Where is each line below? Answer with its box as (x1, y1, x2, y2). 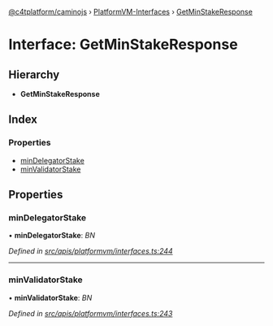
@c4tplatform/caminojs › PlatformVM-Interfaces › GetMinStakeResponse (8, 7, 253, 16)
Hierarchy (8, 67, 60, 81)
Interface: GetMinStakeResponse (8, 36, 238, 54)
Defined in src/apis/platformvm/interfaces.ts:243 (8, 308, 173, 318)
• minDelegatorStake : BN (8, 231, 96, 241)
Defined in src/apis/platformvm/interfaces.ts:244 (8, 246, 173, 256)
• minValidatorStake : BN (8, 293, 93, 302)
